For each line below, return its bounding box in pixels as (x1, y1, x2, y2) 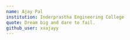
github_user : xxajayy (6, 25, 59, 31)
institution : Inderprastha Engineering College (6, 14, 125, 20)
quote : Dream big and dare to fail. (6, 19, 95, 25)
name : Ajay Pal (6, 8, 43, 15)
